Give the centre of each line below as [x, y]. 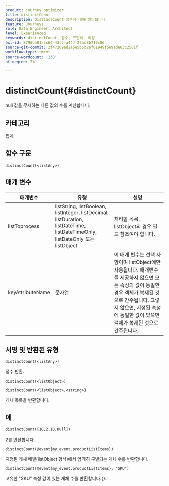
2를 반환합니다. [20, 440]
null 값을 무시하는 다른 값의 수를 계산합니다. [48, 105]
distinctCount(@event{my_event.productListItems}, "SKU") [67, 469]
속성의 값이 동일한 [140, 285]
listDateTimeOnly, [76, 232]
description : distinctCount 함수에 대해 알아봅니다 [55, 19]
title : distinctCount [28, 15]
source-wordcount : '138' [31, 57]
